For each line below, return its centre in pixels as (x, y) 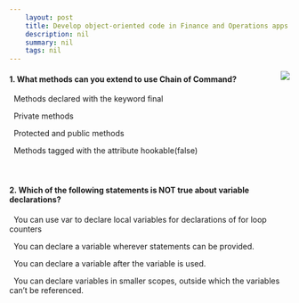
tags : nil (44, 51)
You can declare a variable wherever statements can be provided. (134, 246)
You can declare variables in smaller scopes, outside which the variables (146, 281)
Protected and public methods (69, 134)
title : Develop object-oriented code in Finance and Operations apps (157, 26)
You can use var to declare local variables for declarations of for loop (140, 219)
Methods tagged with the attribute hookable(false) (105, 151)
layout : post (49, 17)
